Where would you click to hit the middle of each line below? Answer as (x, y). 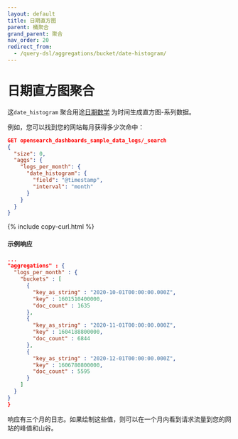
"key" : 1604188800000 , (68, 332)
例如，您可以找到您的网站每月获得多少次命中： (76, 127)
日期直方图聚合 (51, 91)
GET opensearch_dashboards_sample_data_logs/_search (87, 140)
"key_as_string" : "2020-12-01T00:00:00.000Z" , (104, 358)
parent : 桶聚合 (28, 27)
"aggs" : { (28, 161)
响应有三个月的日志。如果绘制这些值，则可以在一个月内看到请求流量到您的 (116, 419)
